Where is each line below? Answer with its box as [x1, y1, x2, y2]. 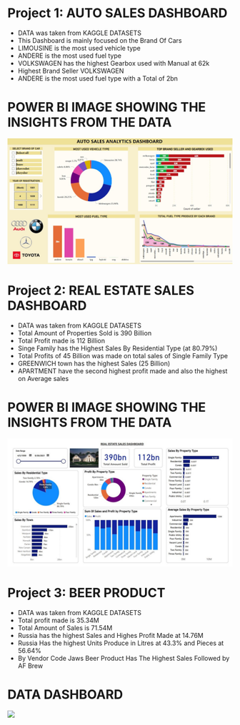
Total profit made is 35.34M [17, 616, 100, 624]
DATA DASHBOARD [7, 686, 124, 703]
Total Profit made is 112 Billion [17, 336, 106, 345]
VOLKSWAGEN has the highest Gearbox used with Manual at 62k [17, 59, 210, 67]
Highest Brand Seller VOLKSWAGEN [17, 66, 124, 75]
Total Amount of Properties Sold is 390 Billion [17, 328, 152, 337]
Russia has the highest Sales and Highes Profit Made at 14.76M [17, 631, 204, 639]
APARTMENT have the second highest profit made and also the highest [17, 366, 228, 375]
